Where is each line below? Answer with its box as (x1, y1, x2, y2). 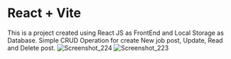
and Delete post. (7, 43, 55, 52)
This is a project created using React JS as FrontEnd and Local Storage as (7, 28, 224, 37)
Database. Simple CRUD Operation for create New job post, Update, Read (7, 36, 223, 44)
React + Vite (7, 5, 82, 21)
